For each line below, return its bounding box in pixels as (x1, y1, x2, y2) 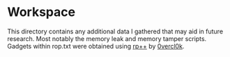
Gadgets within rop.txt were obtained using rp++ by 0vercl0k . (7, 42, 185, 50)
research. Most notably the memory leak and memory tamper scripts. (7, 34, 207, 42)
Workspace (7, 4, 75, 20)
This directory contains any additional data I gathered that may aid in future (7, 27, 224, 35)
